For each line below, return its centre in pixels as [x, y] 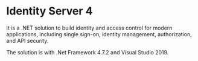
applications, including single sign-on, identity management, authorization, [99, 34]
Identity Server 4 [49, 11]
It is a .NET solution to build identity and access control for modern [89, 28]
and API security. [27, 40]
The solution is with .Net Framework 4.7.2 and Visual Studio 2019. [88, 52]
